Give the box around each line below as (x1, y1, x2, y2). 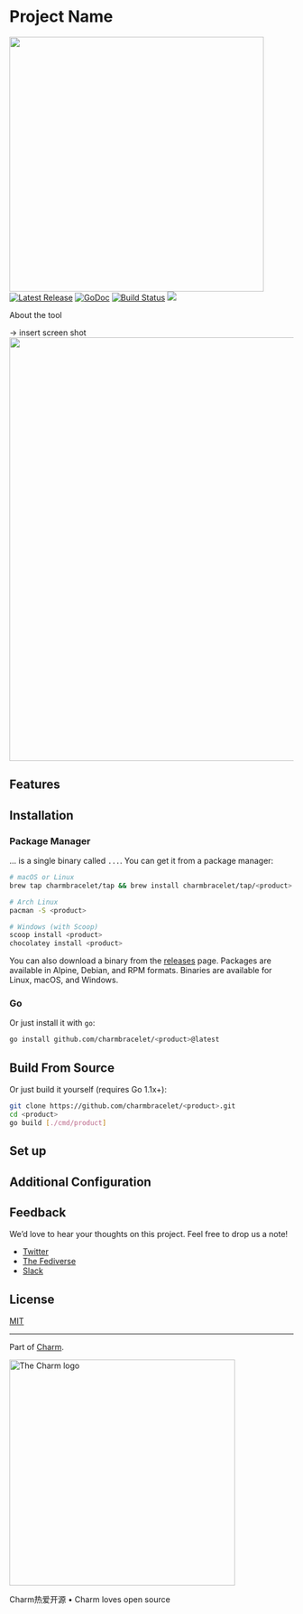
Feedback (9, 1205, 67, 1220)
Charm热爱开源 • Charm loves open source (9, 1594, 171, 1605)
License (9, 1291, 55, 1307)
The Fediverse (22, 1256, 77, 1267)
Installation (9, 807, 74, 823)
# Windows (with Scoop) (9, 922, 99, 932)
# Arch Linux (9, 897, 59, 906)
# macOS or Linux (9, 873, 75, 882)
